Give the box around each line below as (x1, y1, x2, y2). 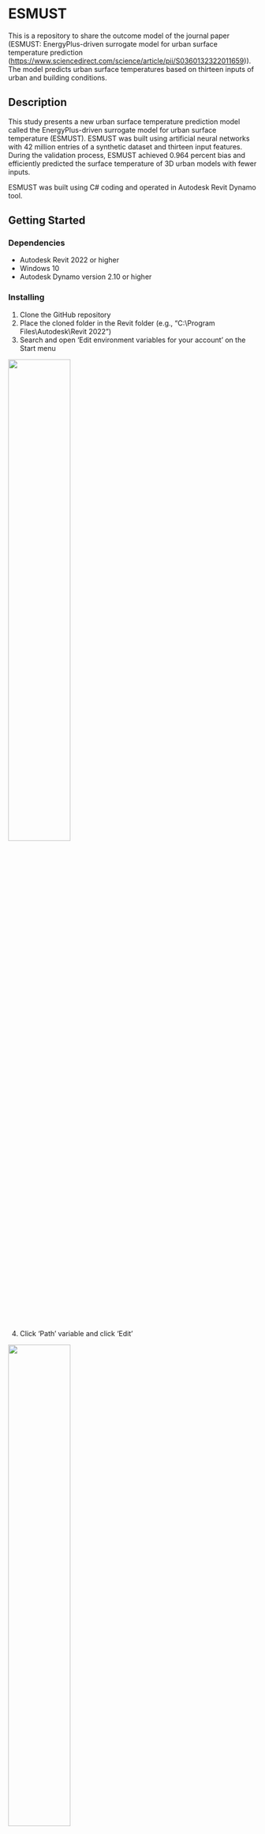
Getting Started (8, 214, 86, 228)
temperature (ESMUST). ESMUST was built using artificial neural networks (8, 134, 250, 143)
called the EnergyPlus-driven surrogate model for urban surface (8, 125, 217, 134)
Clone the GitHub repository (19, 310, 111, 319)
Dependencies (8, 238, 65, 249)
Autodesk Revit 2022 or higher (19, 255, 120, 265)
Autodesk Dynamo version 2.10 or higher (19, 272, 152, 281)
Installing (8, 292, 45, 303)
